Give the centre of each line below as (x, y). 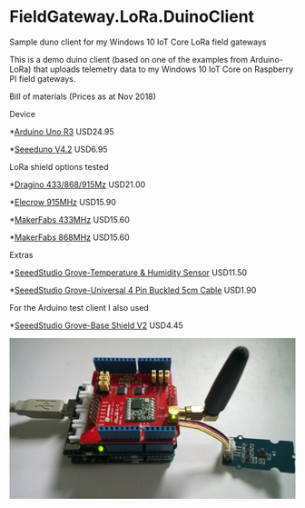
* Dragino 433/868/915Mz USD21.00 (78, 184)
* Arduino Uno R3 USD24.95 (62, 131)
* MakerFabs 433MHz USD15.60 (69, 219)
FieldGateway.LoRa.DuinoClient (132, 17)
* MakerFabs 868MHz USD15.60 (69, 237)
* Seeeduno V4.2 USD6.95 (59, 149)
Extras (21, 254)
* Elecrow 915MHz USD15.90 (63, 202)
